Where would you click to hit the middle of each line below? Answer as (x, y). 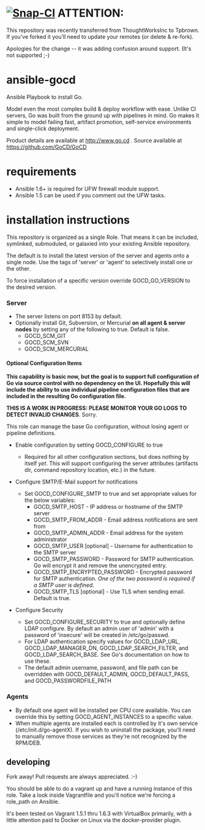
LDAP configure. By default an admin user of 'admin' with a (99, 628)
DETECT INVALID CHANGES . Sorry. (52, 415)
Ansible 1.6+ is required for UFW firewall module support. (88, 189)
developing (28, 762)
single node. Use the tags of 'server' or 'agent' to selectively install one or (99, 262)
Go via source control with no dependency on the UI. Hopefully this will (99, 383)
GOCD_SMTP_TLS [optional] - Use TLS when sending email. (109, 592)
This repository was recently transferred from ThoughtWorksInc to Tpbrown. (103, 30)
